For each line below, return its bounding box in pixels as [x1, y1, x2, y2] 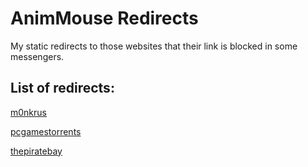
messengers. [10, 50, 65, 62]
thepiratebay [10, 145, 63, 157]
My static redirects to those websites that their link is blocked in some [10, 40, 298, 52]
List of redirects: [10, 80, 115, 97]
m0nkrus [10, 106, 47, 118]
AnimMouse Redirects [10, 7, 199, 30]
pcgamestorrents [10, 125, 82, 137]
